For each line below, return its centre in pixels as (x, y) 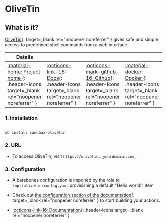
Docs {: (55, 78)
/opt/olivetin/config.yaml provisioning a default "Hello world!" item (83, 185)
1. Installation (22, 118)
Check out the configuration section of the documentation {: (73, 195)
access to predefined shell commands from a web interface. (67, 45)
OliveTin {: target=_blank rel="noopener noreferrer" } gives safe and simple (82, 39)
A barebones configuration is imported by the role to (66, 180)
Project (32, 72)
